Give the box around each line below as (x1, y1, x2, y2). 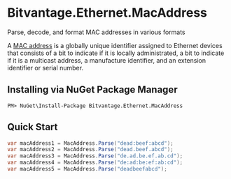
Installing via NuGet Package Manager (7, 84, 178, 95)
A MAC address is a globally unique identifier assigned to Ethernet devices (7, 41, 223, 49)
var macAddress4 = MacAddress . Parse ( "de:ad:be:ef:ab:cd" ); (7, 159, 183, 166)
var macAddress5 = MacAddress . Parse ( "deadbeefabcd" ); (7, 166, 168, 173)
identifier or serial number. (7, 63, 84, 72)
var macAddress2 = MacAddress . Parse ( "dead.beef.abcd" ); (7, 146, 174, 153)
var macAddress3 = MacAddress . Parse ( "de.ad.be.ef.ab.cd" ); (7, 153, 183, 159)
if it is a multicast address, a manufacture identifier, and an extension (7, 56, 206, 64)
